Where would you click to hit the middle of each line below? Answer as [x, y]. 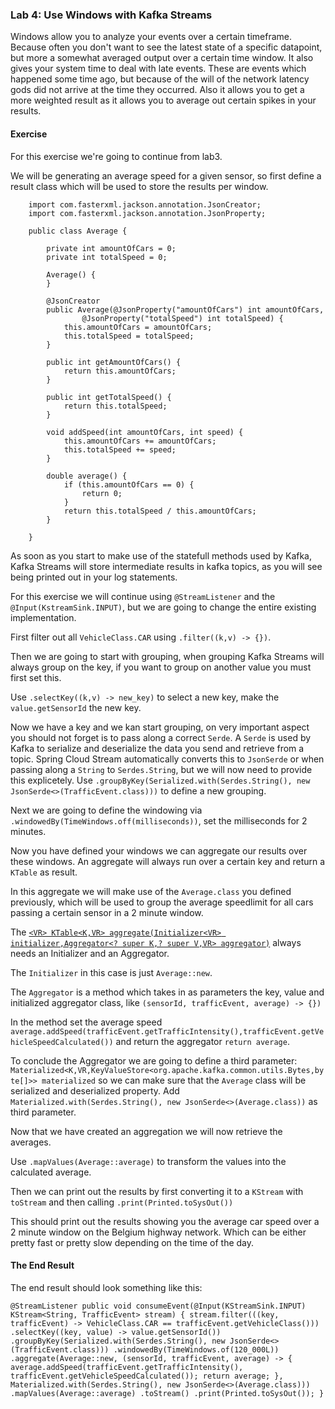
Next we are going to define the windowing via [106, 810]
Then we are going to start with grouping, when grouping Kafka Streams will [167, 656]
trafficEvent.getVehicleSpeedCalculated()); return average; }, [147, 1376]
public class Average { [78, 231]
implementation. [43, 617]
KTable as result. [44, 872]
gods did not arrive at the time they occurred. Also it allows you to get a [157, 90]
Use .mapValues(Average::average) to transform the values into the [148, 1161]
